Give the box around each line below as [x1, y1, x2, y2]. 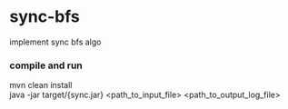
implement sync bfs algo [9, 36, 102, 47]
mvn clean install [9, 80, 73, 91]
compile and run [9, 59, 84, 72]
